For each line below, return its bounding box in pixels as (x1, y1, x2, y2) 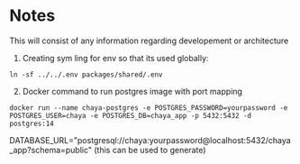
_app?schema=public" (9, 144, 93, 155)
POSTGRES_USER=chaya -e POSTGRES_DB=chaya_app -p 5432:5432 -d (9, 111, 252, 120)
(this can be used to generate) (94, 144, 206, 155)
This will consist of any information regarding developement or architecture (9, 35, 289, 46)
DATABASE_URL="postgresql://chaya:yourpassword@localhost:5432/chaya (9, 134, 291, 145)
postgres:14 (9, 119, 54, 128)
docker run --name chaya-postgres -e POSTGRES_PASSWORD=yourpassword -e (9, 103, 288, 113)
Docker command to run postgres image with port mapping (22, 86, 243, 96)
